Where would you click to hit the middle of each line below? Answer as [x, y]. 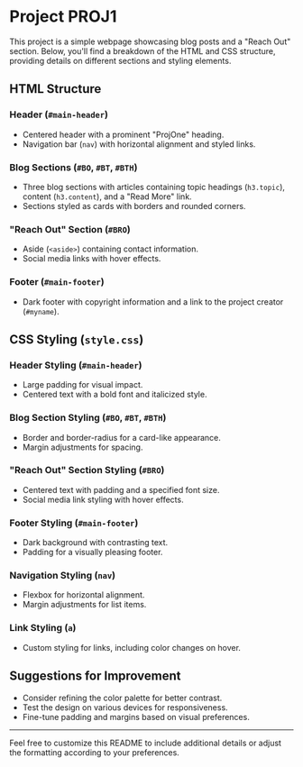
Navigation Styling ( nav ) [62, 576]
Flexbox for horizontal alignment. [83, 595]
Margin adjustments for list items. [84, 605]
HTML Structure [55, 89]
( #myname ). [41, 311]
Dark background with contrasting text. [95, 543]
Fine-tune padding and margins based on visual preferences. [136, 717]
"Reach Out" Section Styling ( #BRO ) [87, 470]
